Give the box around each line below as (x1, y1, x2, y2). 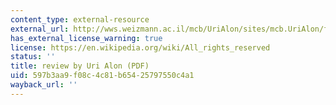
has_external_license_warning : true (10, 33, 163, 43)
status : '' (10, 52, 56, 62)
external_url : (10, 24, 70, 34)
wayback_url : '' (10, 80, 78, 90)
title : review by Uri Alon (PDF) (10, 61, 150, 71)
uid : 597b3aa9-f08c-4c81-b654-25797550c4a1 (10, 71, 195, 81)
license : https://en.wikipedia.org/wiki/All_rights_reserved (10, 42, 271, 53)
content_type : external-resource (10, 14, 150, 25)
